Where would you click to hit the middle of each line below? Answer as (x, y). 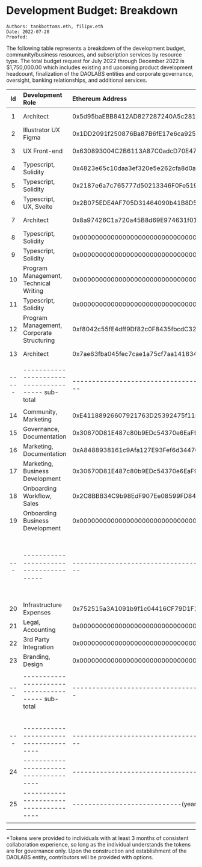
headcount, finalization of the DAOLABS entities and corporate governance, (100, 73)
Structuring (39, 340)
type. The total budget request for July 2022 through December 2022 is (95, 61)
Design (33, 664)
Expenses (37, 612)
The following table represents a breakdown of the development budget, (96, 48)
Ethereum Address (99, 99)
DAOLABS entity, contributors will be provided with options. (80, 857)
